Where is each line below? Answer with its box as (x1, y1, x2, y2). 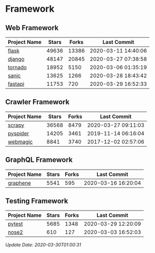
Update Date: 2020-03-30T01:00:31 (5, 242, 82, 248)
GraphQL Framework (5, 155, 73, 164)
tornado (8, 64, 27, 71)
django (8, 56, 24, 62)
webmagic (8, 138, 33, 145)
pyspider (8, 130, 29, 137)
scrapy (8, 121, 24, 128)
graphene (8, 179, 32, 187)
